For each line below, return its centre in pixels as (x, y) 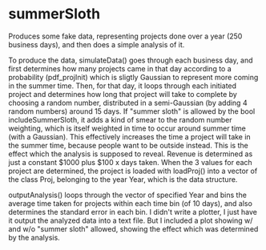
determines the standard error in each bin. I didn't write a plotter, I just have (133, 212)
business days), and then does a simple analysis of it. (97, 44)
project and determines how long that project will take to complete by (123, 94)
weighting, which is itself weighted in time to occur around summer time (127, 128)
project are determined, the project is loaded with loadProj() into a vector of (133, 171)
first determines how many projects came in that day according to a (120, 68)
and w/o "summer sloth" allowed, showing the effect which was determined (133, 228)
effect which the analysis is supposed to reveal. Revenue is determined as (131, 154)
